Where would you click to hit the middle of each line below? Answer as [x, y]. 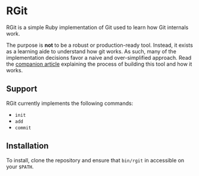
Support [22, 89]
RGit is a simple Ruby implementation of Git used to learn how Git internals [97, 27]
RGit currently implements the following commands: [70, 103]
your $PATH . [20, 167]
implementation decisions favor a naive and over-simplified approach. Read [99, 57]
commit [23, 128]
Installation [27, 146]
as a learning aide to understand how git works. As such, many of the [91, 51]
